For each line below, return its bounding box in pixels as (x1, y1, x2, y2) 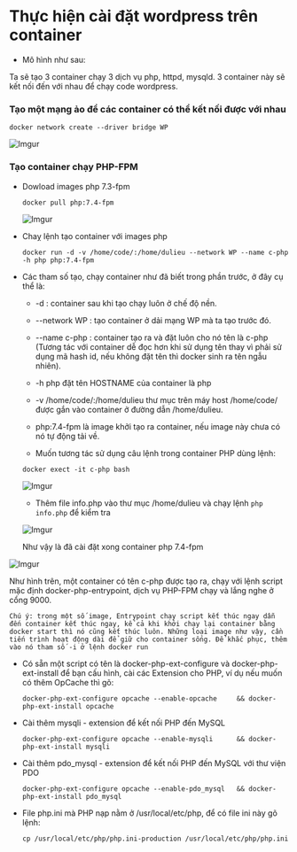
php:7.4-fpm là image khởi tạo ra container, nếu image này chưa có (35, 421, 281, 431)
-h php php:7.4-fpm (21, 255, 95, 265)
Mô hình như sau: (21, 54, 86, 65)
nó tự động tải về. (35, 430, 100, 441)
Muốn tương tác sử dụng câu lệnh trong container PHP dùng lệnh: (35, 447, 277, 458)
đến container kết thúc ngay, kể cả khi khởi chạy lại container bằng (9, 619, 276, 628)
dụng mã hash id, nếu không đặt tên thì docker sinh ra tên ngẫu (35, 351, 268, 361)
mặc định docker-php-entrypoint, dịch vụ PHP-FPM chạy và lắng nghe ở (9, 585, 275, 595)
